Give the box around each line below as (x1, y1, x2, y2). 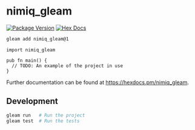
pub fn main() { (6, 57, 47, 63)
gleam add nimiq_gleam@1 (6, 36, 69, 42)
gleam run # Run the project (6, 112, 85, 119)
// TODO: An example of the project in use (12, 62, 123, 69)
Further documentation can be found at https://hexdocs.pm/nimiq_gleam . (6, 79, 190, 86)
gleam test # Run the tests (6, 118, 80, 124)
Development (6, 96, 59, 106)
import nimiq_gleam (6, 47, 56, 53)
